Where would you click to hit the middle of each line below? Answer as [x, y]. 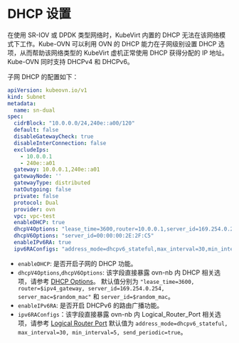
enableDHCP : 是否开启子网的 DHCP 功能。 [77, 263]
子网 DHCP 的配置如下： [43, 76]
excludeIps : [32, 149]
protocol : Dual [36, 203]
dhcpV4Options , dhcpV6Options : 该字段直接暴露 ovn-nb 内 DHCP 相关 [116, 272]
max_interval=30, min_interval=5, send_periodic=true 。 [102, 332]
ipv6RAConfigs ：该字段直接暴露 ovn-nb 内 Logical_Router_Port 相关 [116, 314]
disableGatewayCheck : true [54, 137]
